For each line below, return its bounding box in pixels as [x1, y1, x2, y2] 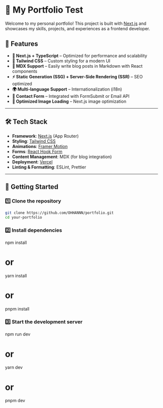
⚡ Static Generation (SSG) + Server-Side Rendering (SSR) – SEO [12, 74, 143, 79]
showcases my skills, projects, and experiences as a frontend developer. [5, 25, 150, 31]
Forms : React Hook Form [12, 148, 63, 154]
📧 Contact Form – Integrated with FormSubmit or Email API [12, 93, 130, 99]
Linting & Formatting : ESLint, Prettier [12, 164, 86, 170]
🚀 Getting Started [5, 183, 59, 191]
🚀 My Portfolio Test [5, 4, 83, 16]
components [12, 68, 37, 74]
